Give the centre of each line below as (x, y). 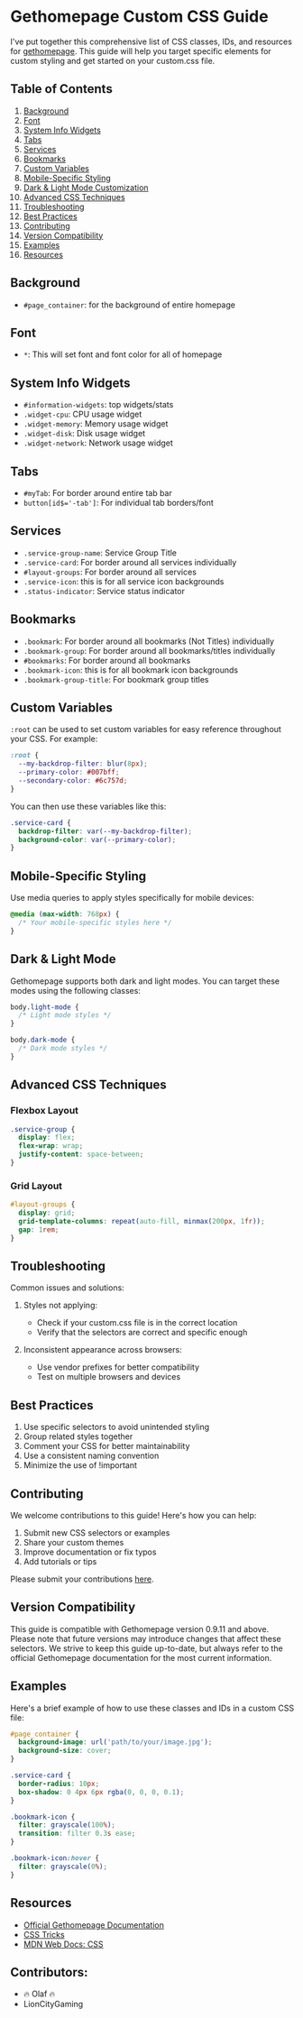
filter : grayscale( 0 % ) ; (63, 1867)
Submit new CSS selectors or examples (96, 1532)
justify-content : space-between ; (81, 1155)
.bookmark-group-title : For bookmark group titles (116, 679)
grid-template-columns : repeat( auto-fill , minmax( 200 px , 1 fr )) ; (142, 1221)
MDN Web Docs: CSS (63, 1944)
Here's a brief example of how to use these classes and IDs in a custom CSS (152, 1708)
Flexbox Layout (45, 1111)
